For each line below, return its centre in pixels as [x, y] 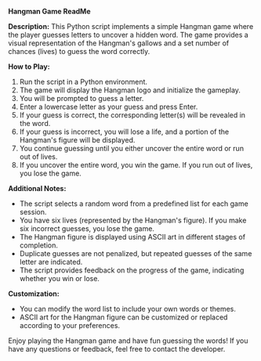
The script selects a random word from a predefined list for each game [134, 204]
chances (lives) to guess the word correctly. [79, 51]
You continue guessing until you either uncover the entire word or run [132, 148]
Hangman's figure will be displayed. [77, 140]
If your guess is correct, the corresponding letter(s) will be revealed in [132, 115]
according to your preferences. [69, 325]
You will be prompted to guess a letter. [82, 98]
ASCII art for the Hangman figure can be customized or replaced [123, 317]
